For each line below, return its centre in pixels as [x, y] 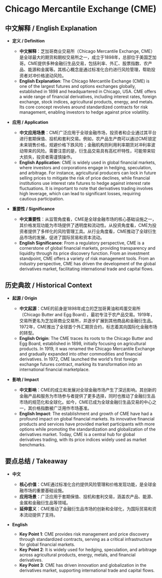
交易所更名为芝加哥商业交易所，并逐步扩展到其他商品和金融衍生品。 [87, 320]
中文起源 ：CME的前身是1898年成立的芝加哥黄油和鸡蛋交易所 [80, 308]
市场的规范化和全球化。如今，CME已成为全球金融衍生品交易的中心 [86, 402]
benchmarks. [32, 444]
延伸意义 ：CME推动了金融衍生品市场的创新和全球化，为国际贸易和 [86, 509]
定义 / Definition [28, 41]
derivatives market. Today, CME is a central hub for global [77, 434]
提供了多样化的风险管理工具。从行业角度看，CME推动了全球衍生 [92, 231]
